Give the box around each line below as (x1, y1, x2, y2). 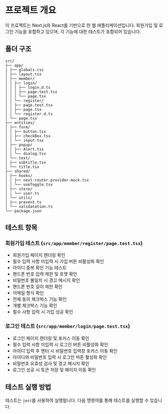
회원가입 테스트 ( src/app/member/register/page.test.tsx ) (5, 240, 143, 247)
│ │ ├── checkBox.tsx (5, 133, 51, 139)
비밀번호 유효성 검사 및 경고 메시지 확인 (12, 360, 90, 366)
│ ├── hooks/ (5, 173, 33, 178)
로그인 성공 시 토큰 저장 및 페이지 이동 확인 (12, 367, 96, 373)
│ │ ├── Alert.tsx (5, 147, 44, 152)
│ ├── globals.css (5, 67, 44, 72)
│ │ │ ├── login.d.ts (5, 85, 51, 90)
